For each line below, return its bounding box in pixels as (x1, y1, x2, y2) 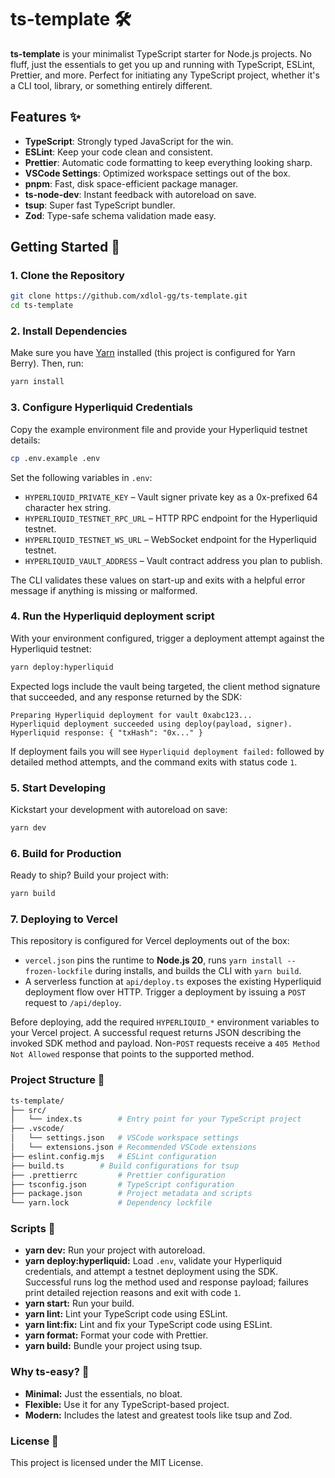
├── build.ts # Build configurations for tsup (10, 1161, 240, 1171)
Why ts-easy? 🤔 (10, 1365, 90, 1379)
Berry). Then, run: (10, 357, 84, 370)
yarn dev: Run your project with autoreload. (24, 1244, 206, 1256)
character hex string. (24, 501, 112, 513)
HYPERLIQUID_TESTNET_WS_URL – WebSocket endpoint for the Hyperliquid (24, 533, 317, 545)
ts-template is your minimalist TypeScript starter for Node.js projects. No (10, 47, 312, 60)
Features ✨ (10, 109, 81, 126)
